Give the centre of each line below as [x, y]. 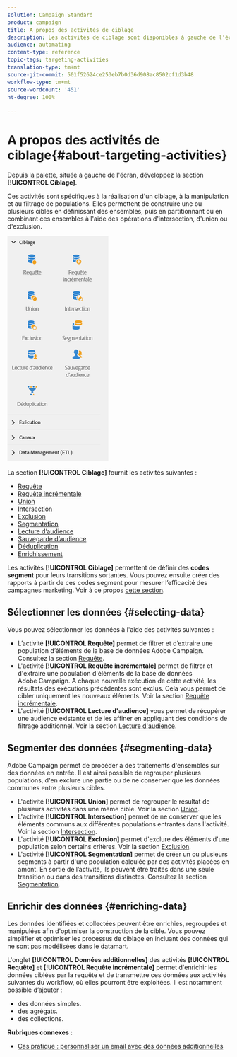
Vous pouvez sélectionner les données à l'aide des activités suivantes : [111, 629]
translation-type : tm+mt [44, 67]
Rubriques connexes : [40, 1032]
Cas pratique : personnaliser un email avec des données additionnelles [120, 1046]
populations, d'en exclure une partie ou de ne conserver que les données [114, 780]
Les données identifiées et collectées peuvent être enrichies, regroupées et [117, 923]
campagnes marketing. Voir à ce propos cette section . [86, 590]
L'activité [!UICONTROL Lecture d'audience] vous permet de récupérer [122, 710]
